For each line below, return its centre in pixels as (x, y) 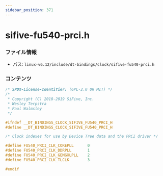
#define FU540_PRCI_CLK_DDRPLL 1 (48, 150)
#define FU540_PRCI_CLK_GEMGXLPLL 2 (48, 155)
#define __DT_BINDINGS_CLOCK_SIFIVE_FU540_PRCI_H (59, 127)
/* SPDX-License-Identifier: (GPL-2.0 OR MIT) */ (59, 90)
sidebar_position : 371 (29, 10)
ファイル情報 (21, 52)
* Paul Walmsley (25, 108)
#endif (12, 169)
